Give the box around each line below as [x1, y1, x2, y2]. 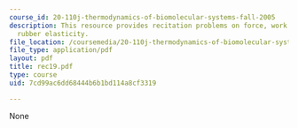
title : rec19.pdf [9, 63, 74, 72]
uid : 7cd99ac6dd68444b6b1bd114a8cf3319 [9, 79, 157, 87]
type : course [9, 71, 58, 79]
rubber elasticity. [17, 29, 90, 38]
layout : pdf [9, 54, 53, 63]
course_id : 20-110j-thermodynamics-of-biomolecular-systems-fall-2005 [9, 12, 276, 22]
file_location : [9, 37, 66, 47]
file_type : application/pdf [9, 46, 114, 55]
